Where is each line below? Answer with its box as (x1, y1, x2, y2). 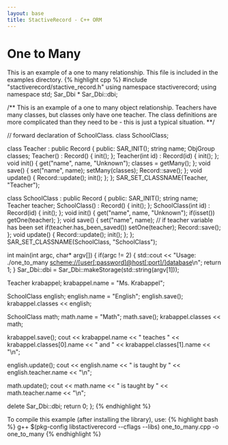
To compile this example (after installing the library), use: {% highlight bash (7, 416, 218, 424)
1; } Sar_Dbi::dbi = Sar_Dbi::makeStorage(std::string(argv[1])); (7, 266, 180, 274)
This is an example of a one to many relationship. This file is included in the (7, 68, 218, 77)
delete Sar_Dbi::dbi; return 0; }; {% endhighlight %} (7, 402, 152, 411)
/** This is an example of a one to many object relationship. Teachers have (7, 103, 217, 112)
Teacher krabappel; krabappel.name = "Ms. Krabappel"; (7, 279, 165, 288)
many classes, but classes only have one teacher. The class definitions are (7, 111, 217, 119)
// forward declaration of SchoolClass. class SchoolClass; (7, 131, 169, 140)
